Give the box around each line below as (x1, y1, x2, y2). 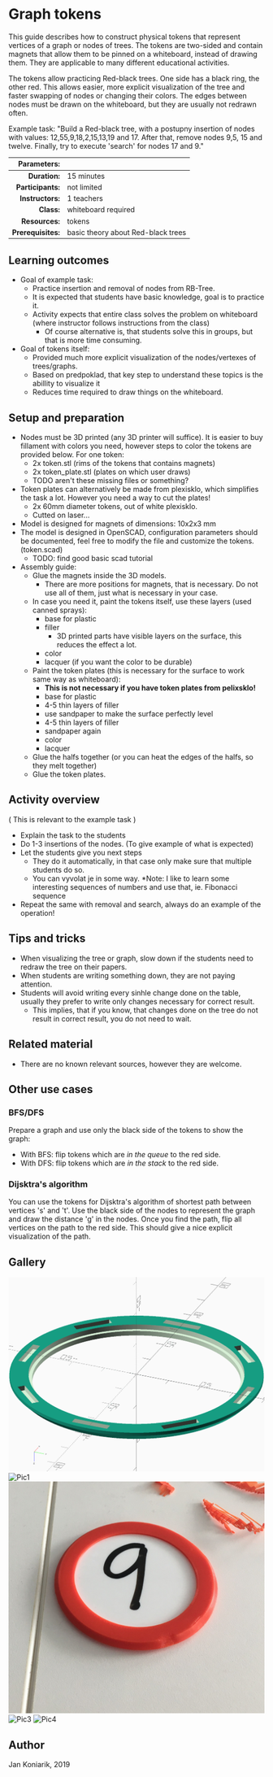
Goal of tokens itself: (19, 344, 90, 354)
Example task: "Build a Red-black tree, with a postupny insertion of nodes (8, 124, 255, 133)
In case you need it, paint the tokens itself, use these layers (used (32, 597, 252, 607)
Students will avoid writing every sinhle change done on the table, (19, 987, 241, 997)
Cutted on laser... (32, 510, 90, 520)
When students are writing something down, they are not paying (19, 970, 236, 980)
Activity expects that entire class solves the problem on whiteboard (32, 310, 258, 320)
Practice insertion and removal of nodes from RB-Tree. (32, 284, 215, 294)
